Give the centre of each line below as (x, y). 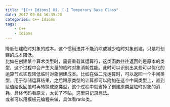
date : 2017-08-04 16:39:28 (34, 15)
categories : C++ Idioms (30, 19)
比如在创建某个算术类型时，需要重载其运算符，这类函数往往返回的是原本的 (83, 61)
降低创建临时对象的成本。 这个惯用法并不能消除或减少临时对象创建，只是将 (83, 48)
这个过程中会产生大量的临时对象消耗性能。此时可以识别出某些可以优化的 (89, 67)
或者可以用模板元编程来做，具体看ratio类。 (50, 99)
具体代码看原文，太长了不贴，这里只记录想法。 (63, 93)
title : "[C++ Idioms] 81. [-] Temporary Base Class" (62, 10)
